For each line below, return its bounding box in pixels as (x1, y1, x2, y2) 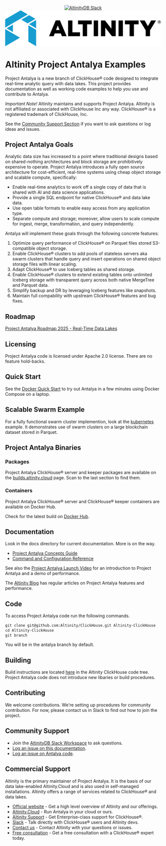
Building (5, 656, 31, 664)
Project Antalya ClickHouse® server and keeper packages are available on (5, 470, 157, 476)
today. (12, 835, 26, 841)
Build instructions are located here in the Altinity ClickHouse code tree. (5, 669, 149, 675)
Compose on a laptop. (5, 391, 50, 397)
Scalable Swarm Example (5, 406, 85, 414)
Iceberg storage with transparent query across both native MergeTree (12, 277, 155, 283)
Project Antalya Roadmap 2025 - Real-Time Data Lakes (5, 325, 118, 331)
